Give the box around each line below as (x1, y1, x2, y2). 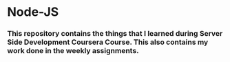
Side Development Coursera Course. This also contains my (7, 37, 209, 47)
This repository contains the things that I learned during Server (7, 29, 223, 39)
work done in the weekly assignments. (7, 46, 139, 56)
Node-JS (7, 4, 59, 20)
